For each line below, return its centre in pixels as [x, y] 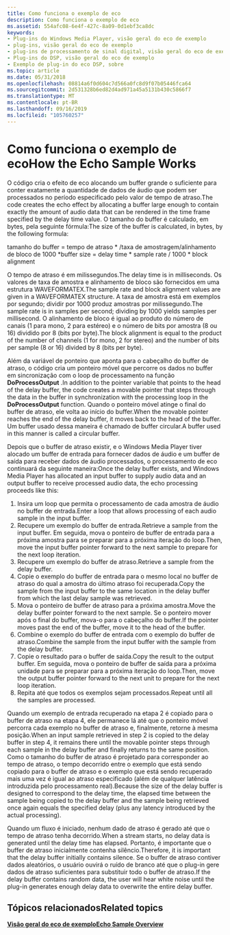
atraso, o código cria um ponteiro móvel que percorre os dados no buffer [110, 368]
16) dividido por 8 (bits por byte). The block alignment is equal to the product [114, 333]
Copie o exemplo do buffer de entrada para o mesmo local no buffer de [117, 576]
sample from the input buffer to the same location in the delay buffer [113, 591]
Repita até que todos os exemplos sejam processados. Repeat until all [115, 693]
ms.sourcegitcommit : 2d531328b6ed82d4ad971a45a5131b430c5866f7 [99, 90]
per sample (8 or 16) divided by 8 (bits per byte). [75, 347]
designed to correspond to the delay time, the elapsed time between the [109, 793]
